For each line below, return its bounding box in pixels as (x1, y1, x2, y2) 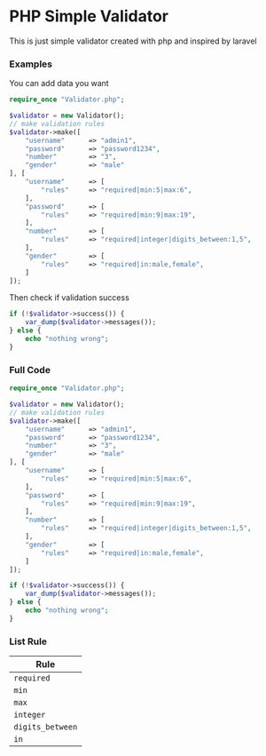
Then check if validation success (9, 292, 130, 303)
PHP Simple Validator (9, 6, 168, 27)
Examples (9, 58, 53, 70)
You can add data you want (9, 78, 109, 89)
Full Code (9, 363, 51, 376)
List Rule (9, 635, 47, 648)
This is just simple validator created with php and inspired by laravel (9, 36, 257, 46)
